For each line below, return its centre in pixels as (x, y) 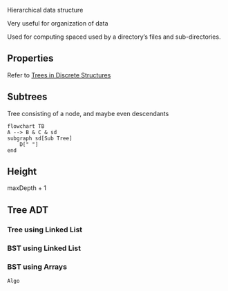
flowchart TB (26, 126)
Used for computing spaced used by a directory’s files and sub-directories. (114, 37)
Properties (30, 58)
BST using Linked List (44, 248)
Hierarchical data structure (45, 10)
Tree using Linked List (45, 229)
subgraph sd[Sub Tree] (40, 138)
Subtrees (27, 97)
